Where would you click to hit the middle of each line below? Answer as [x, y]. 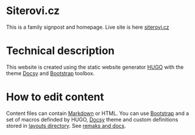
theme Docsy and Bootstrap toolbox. [51, 73]
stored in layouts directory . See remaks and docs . [66, 126]
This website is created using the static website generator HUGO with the [95, 67]
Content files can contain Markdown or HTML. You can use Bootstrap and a [97, 113]
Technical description [60, 51]
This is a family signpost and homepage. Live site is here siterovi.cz [88, 27]
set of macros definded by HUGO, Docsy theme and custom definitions [92, 119]
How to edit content [55, 97]
